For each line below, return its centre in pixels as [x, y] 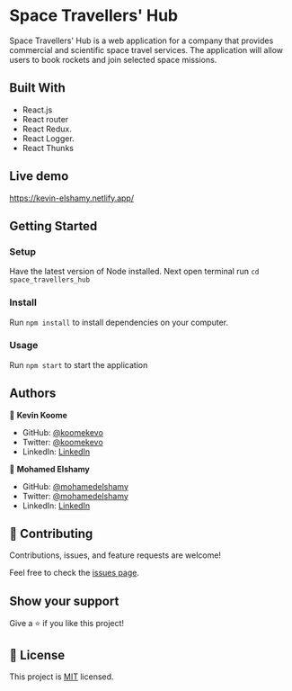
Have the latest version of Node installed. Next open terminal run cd [134, 272]
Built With [37, 88]
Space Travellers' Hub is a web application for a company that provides [142, 40]
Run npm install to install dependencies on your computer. [119, 322]
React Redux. [47, 129]
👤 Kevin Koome [38, 415]
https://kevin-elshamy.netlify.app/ [72, 198]
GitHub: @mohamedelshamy [75, 486]
